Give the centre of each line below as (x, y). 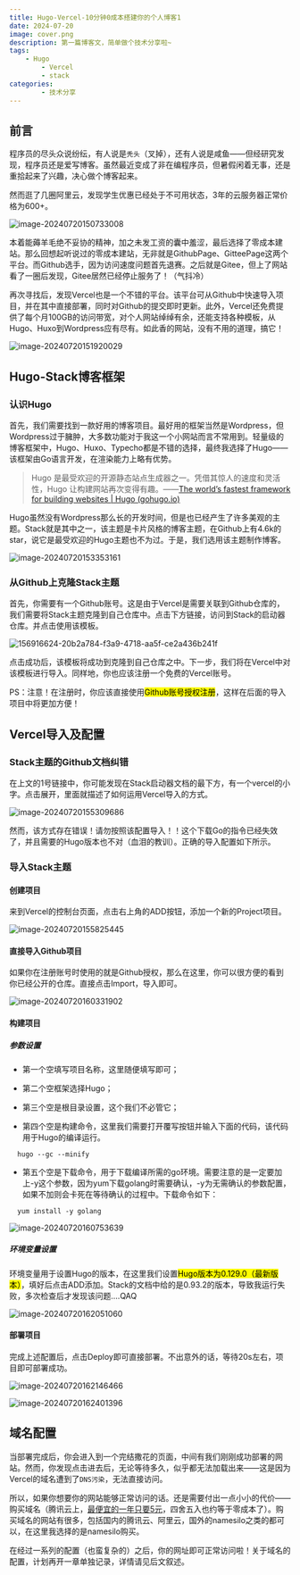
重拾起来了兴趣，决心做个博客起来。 (76, 176)
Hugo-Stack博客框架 (67, 376)
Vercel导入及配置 (57, 734)
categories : (31, 84)
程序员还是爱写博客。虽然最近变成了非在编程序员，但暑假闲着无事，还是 (158, 165)
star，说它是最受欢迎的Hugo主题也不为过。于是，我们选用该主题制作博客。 (147, 540)
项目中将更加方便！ (45, 704)
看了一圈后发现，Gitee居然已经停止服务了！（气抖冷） (109, 276)
